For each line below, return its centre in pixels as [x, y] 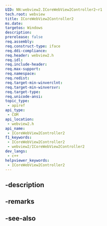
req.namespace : [21, 74]
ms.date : [14, 23]
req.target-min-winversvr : [33, 87]
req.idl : [14, 60]
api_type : [15, 110]
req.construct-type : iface [33, 46]
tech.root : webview [25, 14]
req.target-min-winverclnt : [34, 83]
